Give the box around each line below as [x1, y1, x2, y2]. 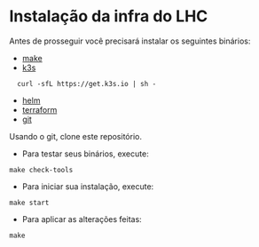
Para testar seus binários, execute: [21, 148, 149, 159]
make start [9, 198, 50, 207]
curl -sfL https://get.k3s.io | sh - [17, 79, 157, 88]
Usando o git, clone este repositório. [9, 131, 142, 141]
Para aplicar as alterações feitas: [21, 213, 142, 224]
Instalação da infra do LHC [9, 6, 208, 27]
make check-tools [9, 165, 74, 174]
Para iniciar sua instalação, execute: [21, 180, 154, 192]
